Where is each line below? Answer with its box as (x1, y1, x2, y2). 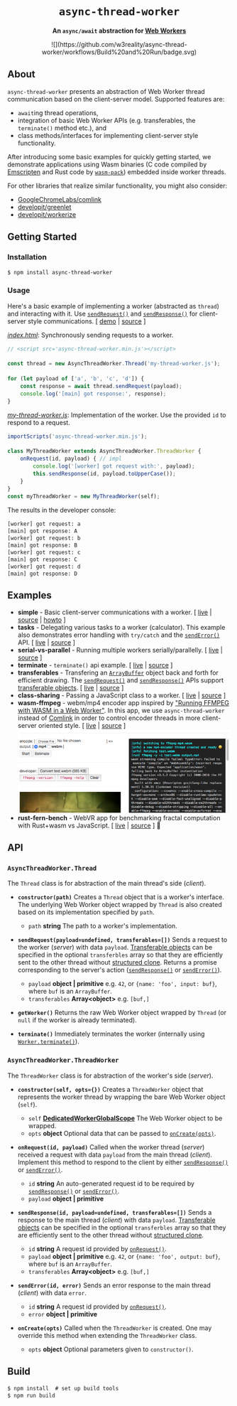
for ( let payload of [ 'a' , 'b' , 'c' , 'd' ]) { (7, 375, 144, 382)
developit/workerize (17, 210, 77, 219)
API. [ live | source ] (17, 638, 76, 647)
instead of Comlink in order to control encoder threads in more (17, 714, 201, 722)
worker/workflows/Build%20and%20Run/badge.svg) (41, 48, 197, 56)
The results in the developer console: (7, 505, 116, 514)
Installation (7, 252, 48, 262)
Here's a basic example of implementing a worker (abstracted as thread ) (7, 301, 220, 310)
